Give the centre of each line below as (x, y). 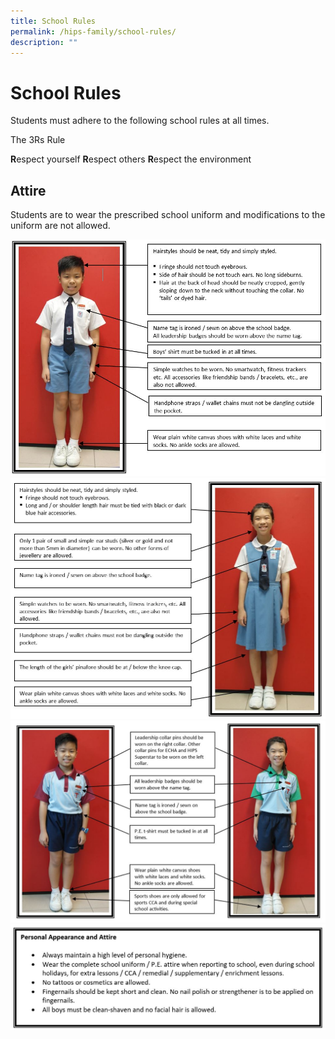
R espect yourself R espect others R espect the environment (131, 159)
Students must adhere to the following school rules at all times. (140, 121)
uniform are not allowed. (60, 226)
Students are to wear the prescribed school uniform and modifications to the (168, 215)
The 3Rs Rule (38, 140)
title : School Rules (53, 21)
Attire (28, 190)
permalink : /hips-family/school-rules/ (93, 31)
